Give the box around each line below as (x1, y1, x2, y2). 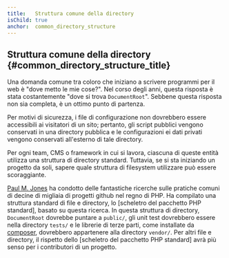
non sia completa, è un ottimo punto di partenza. (7, 100, 146, 108)
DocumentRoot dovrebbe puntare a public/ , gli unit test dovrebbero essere (7, 214, 216, 222)
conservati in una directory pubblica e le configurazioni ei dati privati (7, 128, 202, 136)
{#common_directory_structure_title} (7, 59, 171, 71)
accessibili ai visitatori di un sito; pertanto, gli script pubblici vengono (7, 120, 203, 129)
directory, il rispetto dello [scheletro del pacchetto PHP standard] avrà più (7, 236, 217, 244)
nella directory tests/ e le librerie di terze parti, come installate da (7, 221, 195, 229)
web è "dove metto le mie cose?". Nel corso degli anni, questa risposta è (7, 85, 214, 93)
